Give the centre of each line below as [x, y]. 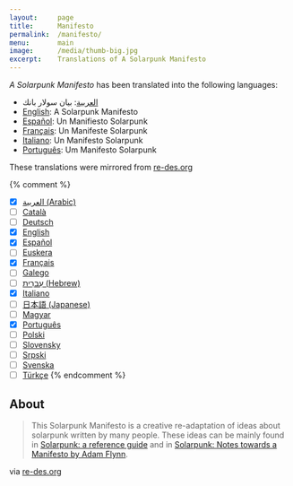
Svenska [38, 365]
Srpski [34, 354]
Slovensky [41, 344]
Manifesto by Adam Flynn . [79, 454]
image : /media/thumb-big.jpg [74, 51]
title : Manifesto [52, 26]
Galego [35, 273]
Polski [33, 334]
